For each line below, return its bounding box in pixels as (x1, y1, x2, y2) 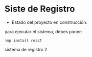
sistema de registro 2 (4, 46, 47, 52)
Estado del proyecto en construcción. (11, 19, 88, 25)
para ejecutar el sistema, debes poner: (4, 28, 83, 34)
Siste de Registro (4, 3, 75, 14)
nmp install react (4, 38, 42, 43)
